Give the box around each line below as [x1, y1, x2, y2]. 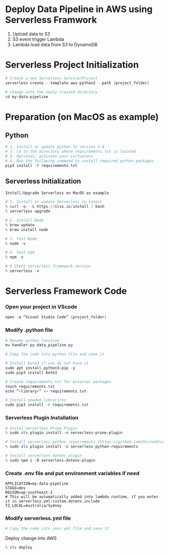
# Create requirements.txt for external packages [5, 379, 112, 384]
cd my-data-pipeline [5, 94, 49, 99]
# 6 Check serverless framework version [5, 264, 92, 269]
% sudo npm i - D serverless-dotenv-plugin [5, 457, 96, 463]
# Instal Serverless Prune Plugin [5, 426, 78, 431]
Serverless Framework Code [5, 286, 127, 297]
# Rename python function [5, 338, 59, 343]
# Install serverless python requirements [5, 439, 96, 444]
